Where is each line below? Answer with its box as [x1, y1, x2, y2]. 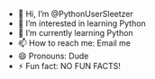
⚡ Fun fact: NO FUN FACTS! [17, 61, 122, 71]
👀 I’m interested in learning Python [17, 18, 146, 29]
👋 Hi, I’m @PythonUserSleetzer [17, 9, 133, 19]
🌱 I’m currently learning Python [17, 28, 133, 38]
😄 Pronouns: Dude [17, 50, 89, 61]
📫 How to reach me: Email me [17, 38, 132, 48]
